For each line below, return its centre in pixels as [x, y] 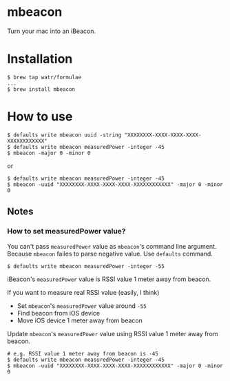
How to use [40, 117]
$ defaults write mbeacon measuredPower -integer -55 [86, 266]
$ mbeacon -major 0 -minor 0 [49, 153]
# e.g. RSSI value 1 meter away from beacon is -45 [83, 353]
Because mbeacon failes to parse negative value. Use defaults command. [110, 254]
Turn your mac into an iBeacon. [52, 31]
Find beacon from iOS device [59, 313]
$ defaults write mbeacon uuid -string [64, 135]
